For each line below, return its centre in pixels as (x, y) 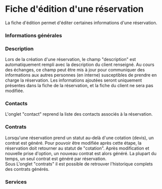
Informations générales (34, 35)
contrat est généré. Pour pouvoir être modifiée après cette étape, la (73, 143)
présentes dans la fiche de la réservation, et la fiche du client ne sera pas (79, 86)
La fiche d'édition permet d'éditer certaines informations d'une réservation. (81, 23)
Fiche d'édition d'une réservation (74, 9)
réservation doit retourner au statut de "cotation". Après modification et (77, 148)
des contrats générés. (27, 169)
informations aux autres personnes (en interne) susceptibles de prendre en (81, 75)
